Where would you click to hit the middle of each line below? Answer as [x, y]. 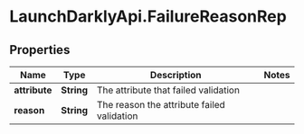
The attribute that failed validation [168, 90]
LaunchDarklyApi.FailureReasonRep [148, 17]
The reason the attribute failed [161, 105]
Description [176, 75]
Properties [40, 50]
